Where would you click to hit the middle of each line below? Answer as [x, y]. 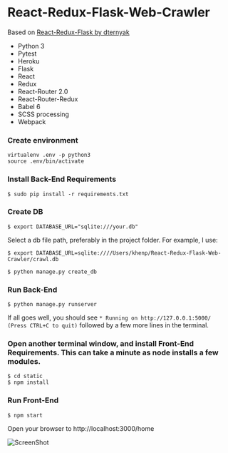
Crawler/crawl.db [33, 259]
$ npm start [25, 415]
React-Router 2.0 [43, 91]
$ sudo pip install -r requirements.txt [68, 194]
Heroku [28, 61]
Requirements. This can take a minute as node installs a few [113, 352]
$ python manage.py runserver [52, 305]
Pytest [27, 54]
